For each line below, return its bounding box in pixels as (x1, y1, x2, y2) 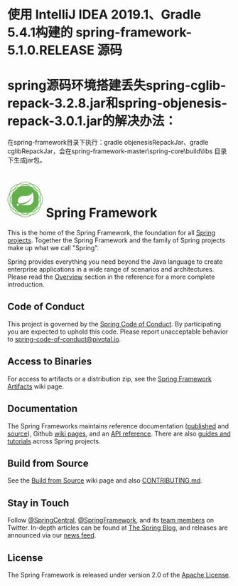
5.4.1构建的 (7, 24, 73, 41)
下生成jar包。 (7, 156, 46, 165)
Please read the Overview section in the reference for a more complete (7, 272, 215, 282)
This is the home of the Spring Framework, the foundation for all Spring (7, 229, 216, 237)
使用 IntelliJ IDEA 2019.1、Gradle (7, 6, 202, 23)
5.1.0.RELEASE (7, 42, 94, 58)
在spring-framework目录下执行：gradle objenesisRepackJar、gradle (7, 138, 209, 147)
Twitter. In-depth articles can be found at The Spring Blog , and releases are (7, 523, 229, 532)
